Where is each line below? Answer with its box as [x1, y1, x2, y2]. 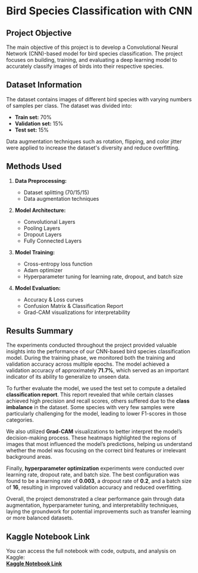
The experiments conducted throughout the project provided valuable [6, 341, 177, 349]
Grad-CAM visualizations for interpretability [23, 309, 131, 316]
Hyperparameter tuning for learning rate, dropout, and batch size [23, 273, 183, 280]
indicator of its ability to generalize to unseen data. [6, 373, 131, 381]
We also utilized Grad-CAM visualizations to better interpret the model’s [6, 428, 183, 435]
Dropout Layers [23, 231, 62, 238]
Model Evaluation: [14, 284, 61, 291]
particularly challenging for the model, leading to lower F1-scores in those [6, 410, 187, 418]
